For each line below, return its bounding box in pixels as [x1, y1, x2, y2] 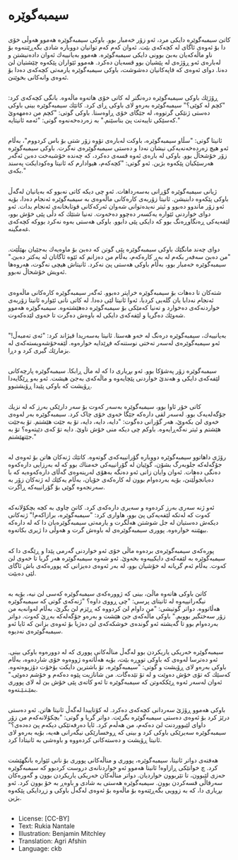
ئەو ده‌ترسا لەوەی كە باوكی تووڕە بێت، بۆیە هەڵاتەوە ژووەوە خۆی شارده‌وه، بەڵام [8, 655, 218, 663]
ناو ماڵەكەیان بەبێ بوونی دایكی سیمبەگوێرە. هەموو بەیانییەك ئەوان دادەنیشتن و [8, 50, 213, 59]
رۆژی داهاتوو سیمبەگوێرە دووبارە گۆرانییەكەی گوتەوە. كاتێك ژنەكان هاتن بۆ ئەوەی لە [8, 453, 227, 461]
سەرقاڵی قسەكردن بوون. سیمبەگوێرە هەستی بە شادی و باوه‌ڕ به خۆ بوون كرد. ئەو [8, 779, 223, 787]
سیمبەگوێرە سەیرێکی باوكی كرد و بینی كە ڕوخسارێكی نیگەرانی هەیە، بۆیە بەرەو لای [8, 728, 227, 737]
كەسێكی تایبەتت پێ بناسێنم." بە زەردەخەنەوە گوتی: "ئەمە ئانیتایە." [8, 115, 180, 124]
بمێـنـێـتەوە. [8, 685, 38, 693]
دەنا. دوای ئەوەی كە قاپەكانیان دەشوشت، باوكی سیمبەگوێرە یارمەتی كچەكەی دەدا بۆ [8, 65, 228, 74]
